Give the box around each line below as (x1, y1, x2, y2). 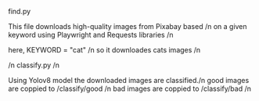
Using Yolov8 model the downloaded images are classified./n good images (8, 76, 250, 85)
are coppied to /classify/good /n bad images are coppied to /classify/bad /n (8, 84, 252, 93)
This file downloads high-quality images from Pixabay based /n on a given (8, 22, 248, 31)
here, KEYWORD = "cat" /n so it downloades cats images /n (8, 45, 201, 54)
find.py (8, 7, 31, 16)
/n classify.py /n (8, 60, 60, 70)
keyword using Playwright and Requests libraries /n (8, 31, 174, 39)
